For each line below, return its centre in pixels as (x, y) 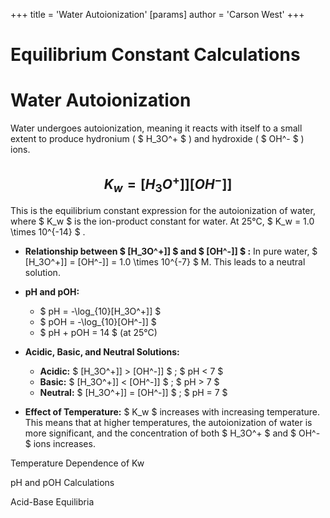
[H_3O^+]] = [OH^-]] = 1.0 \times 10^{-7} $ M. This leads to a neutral (165, 262)
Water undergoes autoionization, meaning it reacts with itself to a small (156, 128)
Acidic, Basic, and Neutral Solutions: (102, 352)
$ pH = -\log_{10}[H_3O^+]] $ (100, 311)
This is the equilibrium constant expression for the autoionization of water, (163, 211)
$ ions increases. (60, 444)
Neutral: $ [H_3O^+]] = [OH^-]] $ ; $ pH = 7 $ (133, 393)
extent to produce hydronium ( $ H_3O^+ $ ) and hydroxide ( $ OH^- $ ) (157, 139)
